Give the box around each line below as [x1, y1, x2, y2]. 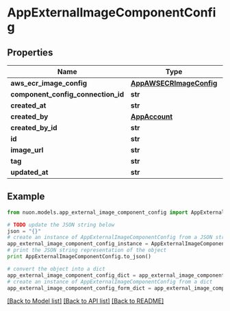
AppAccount [130, 112, 173, 121]
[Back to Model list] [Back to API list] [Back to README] [7, 297, 164, 306]
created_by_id [10, 123, 57, 132]
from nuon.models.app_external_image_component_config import [7, 209, 188, 216]
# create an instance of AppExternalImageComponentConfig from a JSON [7, 234, 213, 241]
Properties [7, 47, 53, 58]
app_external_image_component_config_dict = [7, 272, 136, 279]
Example [7, 190, 45, 203]
